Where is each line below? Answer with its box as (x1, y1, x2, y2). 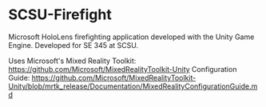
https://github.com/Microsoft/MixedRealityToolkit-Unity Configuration (8, 64, 237, 73)
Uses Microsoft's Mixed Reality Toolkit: (8, 56, 137, 65)
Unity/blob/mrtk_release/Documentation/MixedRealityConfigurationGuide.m (8, 81, 258, 91)
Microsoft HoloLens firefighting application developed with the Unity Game (8, 32, 255, 42)
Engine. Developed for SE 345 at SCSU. (8, 40, 139, 50)
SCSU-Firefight (8, 6, 112, 24)
